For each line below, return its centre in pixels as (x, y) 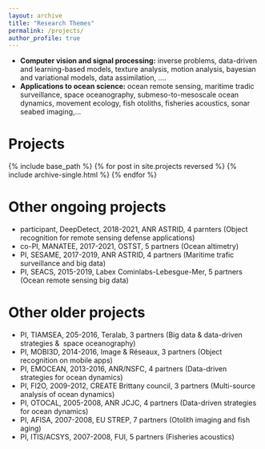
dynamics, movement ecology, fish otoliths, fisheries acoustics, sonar (135, 103)
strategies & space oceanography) (78, 343)
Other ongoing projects (87, 207)
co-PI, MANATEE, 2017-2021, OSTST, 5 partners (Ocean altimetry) (129, 247)
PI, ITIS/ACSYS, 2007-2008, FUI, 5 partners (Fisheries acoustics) (127, 437)
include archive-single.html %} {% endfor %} (83, 175)
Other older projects (77, 313)
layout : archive (35, 16)
